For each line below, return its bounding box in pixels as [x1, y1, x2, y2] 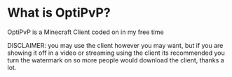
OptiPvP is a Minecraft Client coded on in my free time [7, 28, 164, 36]
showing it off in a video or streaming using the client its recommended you [7, 49, 226, 57]
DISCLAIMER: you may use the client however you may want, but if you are [7, 41, 224, 49]
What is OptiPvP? [7, 5, 111, 21]
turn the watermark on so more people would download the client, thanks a [7, 55, 224, 64]
